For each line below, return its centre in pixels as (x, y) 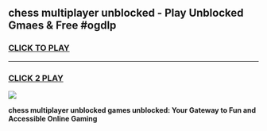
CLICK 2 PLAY (36, 78)
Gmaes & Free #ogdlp (62, 26)
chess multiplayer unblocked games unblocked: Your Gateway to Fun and (132, 110)
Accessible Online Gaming (53, 118)
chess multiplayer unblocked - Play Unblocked (126, 13)
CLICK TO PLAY (39, 48)
